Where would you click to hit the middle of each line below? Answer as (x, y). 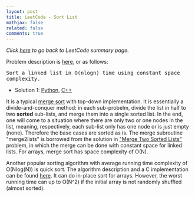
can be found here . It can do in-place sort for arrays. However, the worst (94, 176)
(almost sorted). (26, 188)
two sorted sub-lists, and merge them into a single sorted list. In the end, (95, 114)
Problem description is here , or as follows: (57, 62)
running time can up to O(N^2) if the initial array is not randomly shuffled (94, 182)
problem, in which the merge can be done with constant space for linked (94, 146)
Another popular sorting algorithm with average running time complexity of (97, 163)
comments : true (25, 34)
